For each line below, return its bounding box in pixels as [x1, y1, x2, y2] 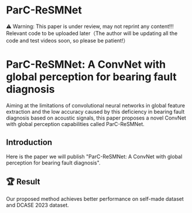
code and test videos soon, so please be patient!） [6, 37, 129, 44]
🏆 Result [6, 177, 40, 187]
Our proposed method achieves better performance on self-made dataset [6, 195, 184, 202]
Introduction [6, 138, 53, 148]
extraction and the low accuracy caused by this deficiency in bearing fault [6, 108, 185, 115]
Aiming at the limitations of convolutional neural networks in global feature [6, 102, 186, 109]
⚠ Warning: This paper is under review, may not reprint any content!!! [6, 23, 174, 30]
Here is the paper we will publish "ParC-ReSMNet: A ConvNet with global [6, 153, 183, 160]
